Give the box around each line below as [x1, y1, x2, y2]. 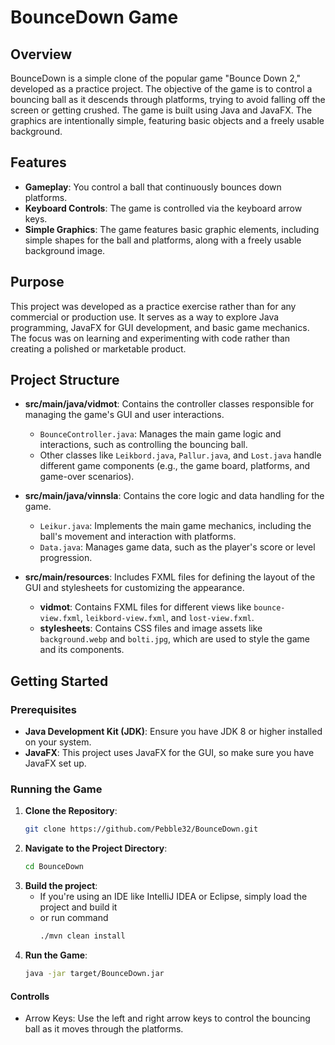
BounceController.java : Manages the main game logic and [39, 428, 282, 440]
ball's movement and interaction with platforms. [39, 531, 237, 543]
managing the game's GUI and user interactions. [24, 409, 225, 421]
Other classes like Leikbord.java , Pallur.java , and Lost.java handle [39, 449, 322, 461]
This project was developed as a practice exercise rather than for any [10, 300, 297, 312]
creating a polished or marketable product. [10, 342, 187, 355]
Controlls [10, 990, 50, 1002]
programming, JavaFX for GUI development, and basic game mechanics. [10, 321, 310, 333]
